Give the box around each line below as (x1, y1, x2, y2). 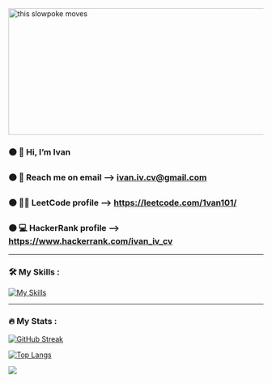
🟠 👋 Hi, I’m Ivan (8, 146, 71, 157)
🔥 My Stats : (8, 316, 57, 327)
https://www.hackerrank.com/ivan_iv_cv (8, 235, 173, 246)
